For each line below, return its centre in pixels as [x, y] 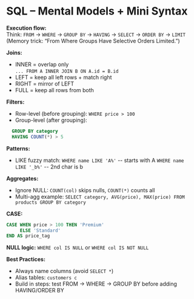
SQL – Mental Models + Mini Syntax [97, 11]
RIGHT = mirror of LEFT [45, 84]
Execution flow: [26, 28]
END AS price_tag [28, 236]
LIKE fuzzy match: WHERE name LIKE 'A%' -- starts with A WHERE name [99, 160]
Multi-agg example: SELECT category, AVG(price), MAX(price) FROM [100, 197]
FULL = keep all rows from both [54, 90]
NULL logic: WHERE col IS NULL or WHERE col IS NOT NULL [78, 247]
